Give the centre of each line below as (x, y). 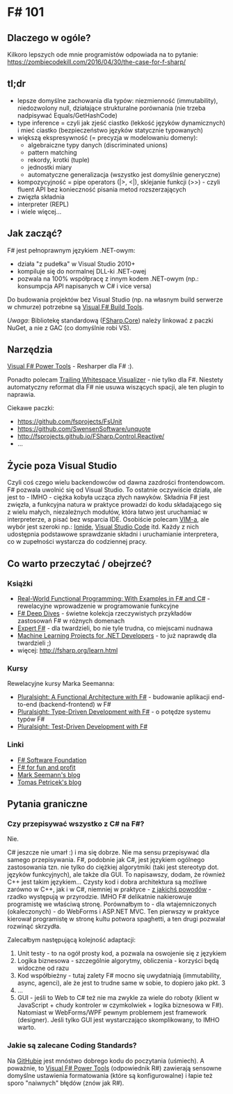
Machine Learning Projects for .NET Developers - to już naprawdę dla (117, 635)
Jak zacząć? (35, 234)
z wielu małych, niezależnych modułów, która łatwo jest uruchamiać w (107, 512)
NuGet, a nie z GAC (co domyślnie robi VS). (69, 327)
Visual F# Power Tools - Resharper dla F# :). (71, 366)
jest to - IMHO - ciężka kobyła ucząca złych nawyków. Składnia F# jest (109, 497)
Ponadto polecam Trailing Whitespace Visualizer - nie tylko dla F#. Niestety (115, 380)
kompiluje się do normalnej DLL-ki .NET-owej (82, 271)
